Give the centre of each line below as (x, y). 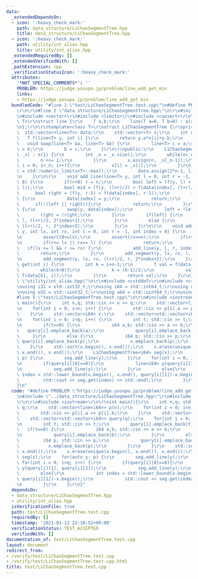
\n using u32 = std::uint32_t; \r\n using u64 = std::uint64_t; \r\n (99, 292)
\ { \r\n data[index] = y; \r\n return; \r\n (99, 199)
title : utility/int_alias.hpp (54, 50)
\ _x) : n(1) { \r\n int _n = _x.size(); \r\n (81, 154)
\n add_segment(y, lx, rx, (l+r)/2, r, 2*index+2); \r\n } (103, 259)
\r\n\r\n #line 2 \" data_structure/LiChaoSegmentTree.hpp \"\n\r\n (99, 111)
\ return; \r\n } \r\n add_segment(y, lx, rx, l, (104, 254)
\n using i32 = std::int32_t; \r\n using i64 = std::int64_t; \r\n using (103, 287)
